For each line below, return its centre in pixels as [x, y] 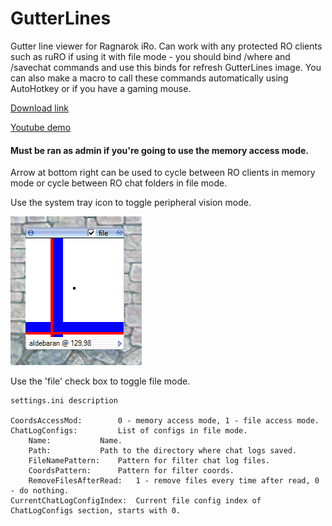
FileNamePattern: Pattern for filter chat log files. [149, 461]
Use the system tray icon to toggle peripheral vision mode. [131, 203]
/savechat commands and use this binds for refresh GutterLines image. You [166, 67]
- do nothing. [40, 491]
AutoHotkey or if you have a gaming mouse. [101, 88]
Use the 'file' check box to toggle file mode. [100, 381]
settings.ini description [64, 401]
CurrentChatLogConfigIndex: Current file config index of [136, 501]
